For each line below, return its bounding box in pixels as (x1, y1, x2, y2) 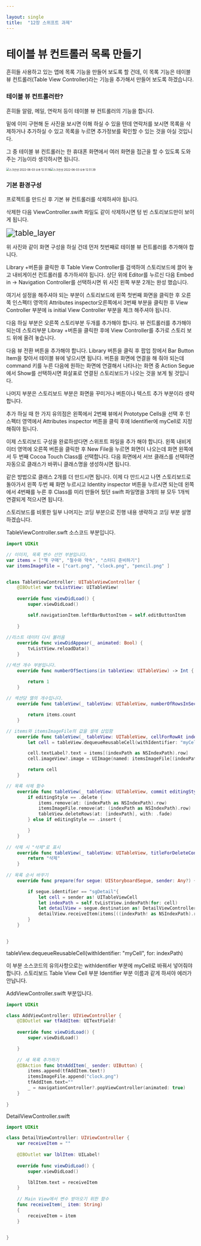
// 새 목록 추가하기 (17, 1057, 60, 1063)
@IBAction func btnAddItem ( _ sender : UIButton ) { (17, 1062, 144, 1069)
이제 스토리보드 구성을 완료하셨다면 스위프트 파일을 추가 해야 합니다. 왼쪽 (6, 438, 175, 445)
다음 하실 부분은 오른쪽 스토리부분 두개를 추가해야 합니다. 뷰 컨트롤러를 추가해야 (6, 319, 191, 326)
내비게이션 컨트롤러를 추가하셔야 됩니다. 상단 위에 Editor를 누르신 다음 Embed (12, 271, 194, 278)
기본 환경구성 (6, 181, 42, 189)
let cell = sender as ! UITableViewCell (38, 894, 138, 900)
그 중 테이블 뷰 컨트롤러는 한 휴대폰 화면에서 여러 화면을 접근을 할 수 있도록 (6, 148, 180, 155)
